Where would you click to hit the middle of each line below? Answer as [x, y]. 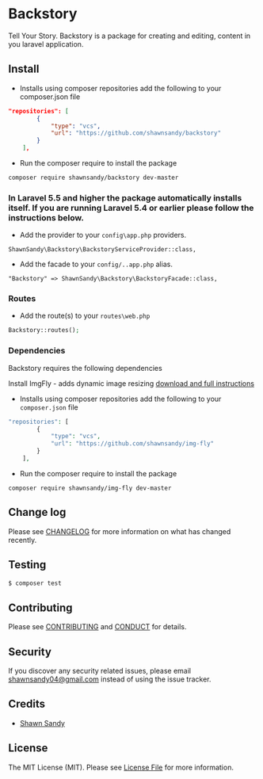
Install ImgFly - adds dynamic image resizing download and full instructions [131, 383]
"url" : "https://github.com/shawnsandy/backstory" [136, 133]
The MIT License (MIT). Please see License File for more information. [121, 767]
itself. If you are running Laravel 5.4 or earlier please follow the [131, 208]
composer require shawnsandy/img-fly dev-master [90, 488]
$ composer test [35, 583]
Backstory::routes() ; [44, 330]
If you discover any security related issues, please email [100, 671]
